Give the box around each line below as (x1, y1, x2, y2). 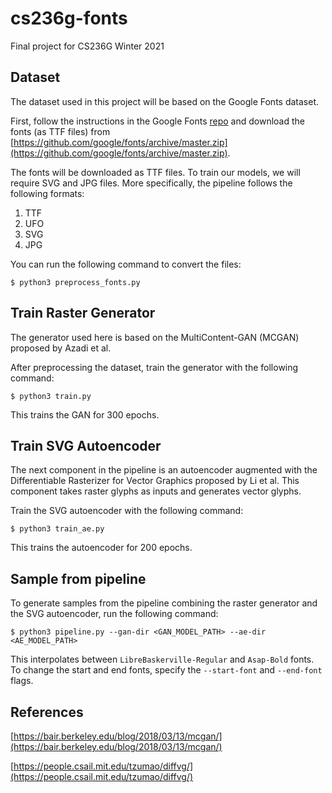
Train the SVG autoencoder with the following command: (10, 505, 244, 517)
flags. (10, 675, 34, 687)
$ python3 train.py (10, 391, 92, 401)
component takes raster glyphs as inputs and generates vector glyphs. (10, 485, 302, 497)
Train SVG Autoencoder (10, 437, 162, 454)
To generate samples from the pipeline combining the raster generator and (10, 597, 318, 609)
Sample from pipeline (10, 570, 147, 587)
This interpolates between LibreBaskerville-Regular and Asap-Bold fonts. (10, 653, 315, 666)
